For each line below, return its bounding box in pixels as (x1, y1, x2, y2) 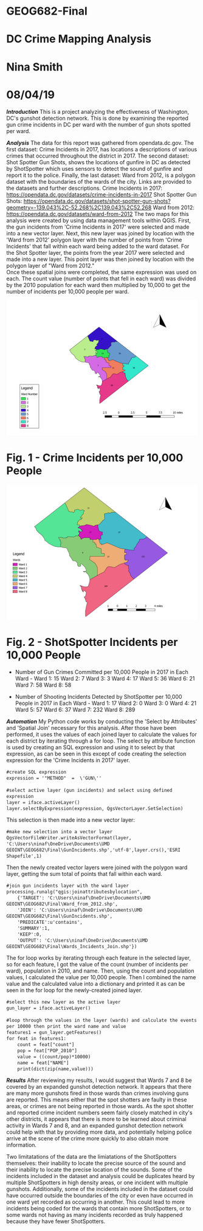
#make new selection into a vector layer (6, 829, 113, 835)
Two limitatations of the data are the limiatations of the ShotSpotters (6, 1153, 177, 1160)
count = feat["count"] (17, 1042, 75, 1048)
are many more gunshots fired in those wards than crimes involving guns (6, 1090, 189, 1097)
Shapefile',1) (6, 853, 43, 859)
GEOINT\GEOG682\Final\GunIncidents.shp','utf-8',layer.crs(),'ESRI (6, 847, 181, 853)
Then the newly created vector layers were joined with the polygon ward (6, 864, 188, 871)
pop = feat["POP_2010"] (17, 1048, 78, 1054)
